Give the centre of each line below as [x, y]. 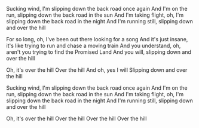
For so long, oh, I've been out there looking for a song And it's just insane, [97, 39]
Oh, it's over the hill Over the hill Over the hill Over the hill [76, 118]
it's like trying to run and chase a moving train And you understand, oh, [94, 45]
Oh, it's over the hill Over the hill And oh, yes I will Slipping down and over [97, 70]
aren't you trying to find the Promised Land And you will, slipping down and [99, 52]
